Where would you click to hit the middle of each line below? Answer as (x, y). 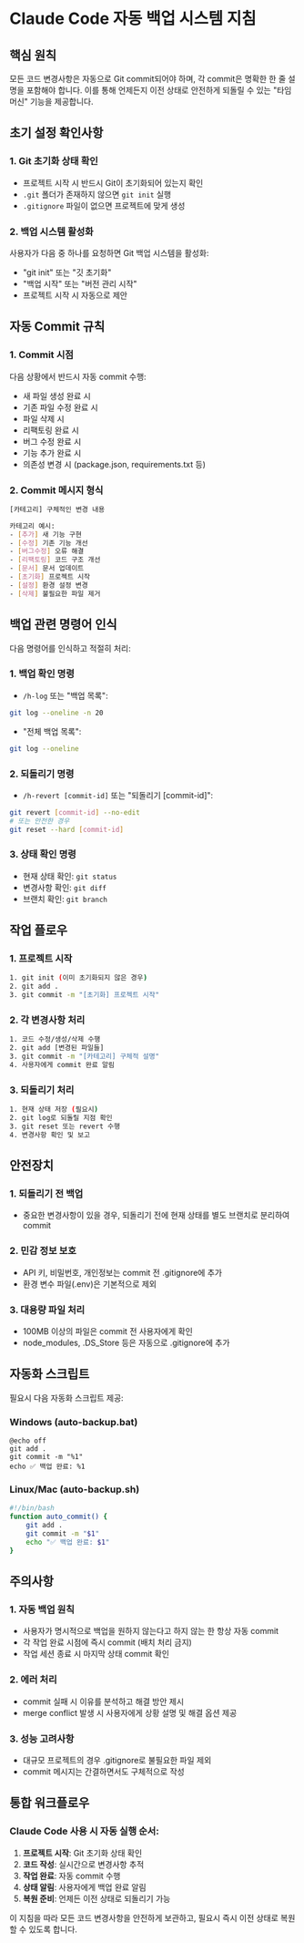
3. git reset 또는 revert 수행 (65, 1126)
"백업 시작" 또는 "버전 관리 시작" (80, 283)
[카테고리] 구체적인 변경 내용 (57, 509)
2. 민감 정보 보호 (43, 1251)
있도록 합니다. (53, 1929)
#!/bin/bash (32, 1508)
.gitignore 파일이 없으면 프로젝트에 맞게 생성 (104, 205)
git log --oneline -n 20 (56, 713)
